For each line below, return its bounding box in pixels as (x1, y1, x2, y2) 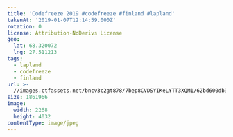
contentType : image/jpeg (7, 119, 79, 127)
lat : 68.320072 (13, 42, 58, 49)
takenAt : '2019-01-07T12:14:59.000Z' (7, 17, 116, 24)
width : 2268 (13, 107, 49, 113)
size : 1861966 (7, 94, 49, 101)
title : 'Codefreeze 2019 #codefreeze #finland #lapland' (7, 10, 175, 17)
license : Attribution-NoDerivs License (7, 29, 123, 37)
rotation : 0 (7, 23, 42, 30)
